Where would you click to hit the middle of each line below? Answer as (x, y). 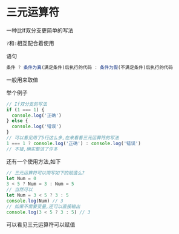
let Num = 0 (21, 178)
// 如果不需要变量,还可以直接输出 (43, 206)
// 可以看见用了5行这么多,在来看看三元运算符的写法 (63, 138)
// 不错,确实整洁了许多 (32, 149)
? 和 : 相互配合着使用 (30, 43)
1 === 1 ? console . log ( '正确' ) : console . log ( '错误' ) (73, 143)
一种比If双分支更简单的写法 (40, 30)
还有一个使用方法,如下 (34, 161)
